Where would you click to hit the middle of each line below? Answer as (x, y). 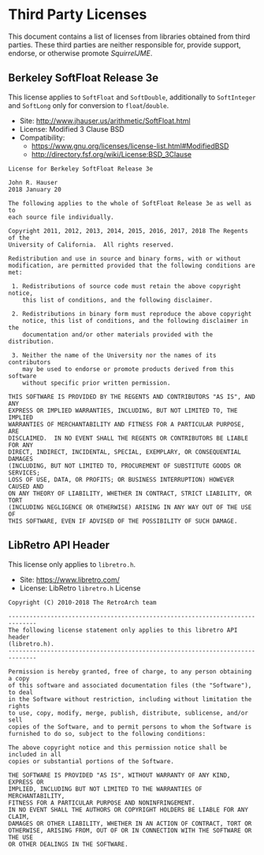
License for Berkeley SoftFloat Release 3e (81, 169)
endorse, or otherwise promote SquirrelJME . (80, 53)
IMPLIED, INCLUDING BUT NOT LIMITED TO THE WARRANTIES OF (105, 789)
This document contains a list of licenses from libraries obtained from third (129, 36)
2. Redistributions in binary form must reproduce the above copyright (132, 313)
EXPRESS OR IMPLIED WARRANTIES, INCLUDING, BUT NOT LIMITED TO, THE (123, 411)
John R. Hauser (33, 182)
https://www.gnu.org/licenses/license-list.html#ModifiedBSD (130, 146)
